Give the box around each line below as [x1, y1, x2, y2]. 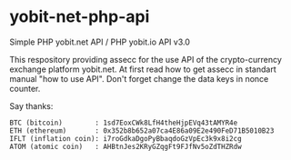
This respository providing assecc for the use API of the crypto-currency [9, 54, 282, 65]
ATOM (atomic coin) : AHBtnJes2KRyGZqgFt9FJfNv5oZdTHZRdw [9, 142, 243, 151]
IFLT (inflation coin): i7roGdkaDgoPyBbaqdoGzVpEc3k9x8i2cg [9, 134, 243, 143]
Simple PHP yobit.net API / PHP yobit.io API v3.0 [9, 36, 191, 47]
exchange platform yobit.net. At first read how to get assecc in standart [9, 64, 276, 75]
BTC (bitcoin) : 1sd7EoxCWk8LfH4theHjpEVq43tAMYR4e [9, 118, 238, 127]
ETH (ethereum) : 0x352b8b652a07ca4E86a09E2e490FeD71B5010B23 [9, 125, 275, 135]
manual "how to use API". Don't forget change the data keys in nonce [9, 73, 269, 84]
